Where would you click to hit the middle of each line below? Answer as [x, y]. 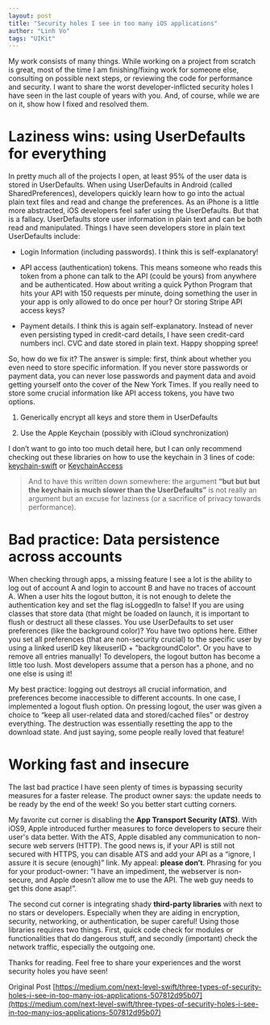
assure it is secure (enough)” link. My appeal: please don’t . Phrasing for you [135, 863]
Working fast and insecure [99, 765]
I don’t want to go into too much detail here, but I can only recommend [125, 449]
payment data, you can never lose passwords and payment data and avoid [132, 376]
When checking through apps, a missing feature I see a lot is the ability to [130, 579]
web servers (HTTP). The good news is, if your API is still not [134, 846]
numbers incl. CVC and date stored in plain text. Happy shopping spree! [139, 343]
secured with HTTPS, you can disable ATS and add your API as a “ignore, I [132, 854]
